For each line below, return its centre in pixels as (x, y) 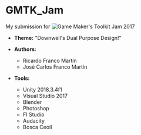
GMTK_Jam (35, 10)
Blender (32, 102)
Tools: (22, 78)
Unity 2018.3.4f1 (42, 89)
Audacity (34, 120)
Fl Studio (33, 114)
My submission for (28, 26)
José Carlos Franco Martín (55, 67)
